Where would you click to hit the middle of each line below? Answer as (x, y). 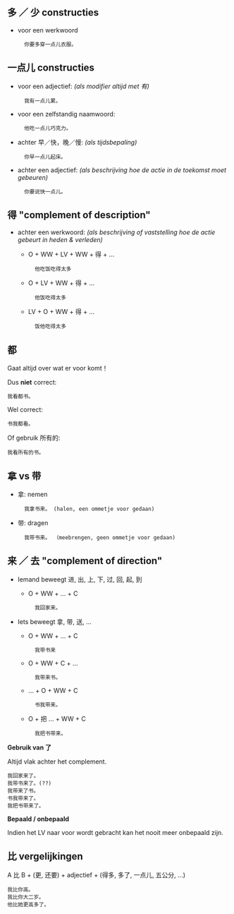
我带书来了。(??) (29, 783)
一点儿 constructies (51, 68)
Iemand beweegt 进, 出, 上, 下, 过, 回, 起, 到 (80, 579)
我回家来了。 (23, 776)
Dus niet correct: (32, 383)
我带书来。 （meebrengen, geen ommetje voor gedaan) (100, 538)
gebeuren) (32, 177)
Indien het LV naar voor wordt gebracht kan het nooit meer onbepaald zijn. (115, 832)
